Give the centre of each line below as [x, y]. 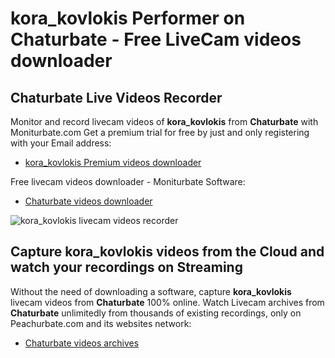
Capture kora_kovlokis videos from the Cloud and [167, 252]
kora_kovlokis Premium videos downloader [113, 162]
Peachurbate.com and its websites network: [101, 323]
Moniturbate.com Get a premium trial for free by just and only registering [160, 132]
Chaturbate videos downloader [88, 201]
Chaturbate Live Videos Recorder [116, 97]
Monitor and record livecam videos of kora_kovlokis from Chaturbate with [164, 121]
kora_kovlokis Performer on [128, 18]
